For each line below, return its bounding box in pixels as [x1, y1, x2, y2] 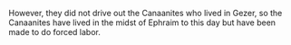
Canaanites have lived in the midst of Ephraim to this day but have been [8, 17, 276, 28]
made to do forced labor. [8, 27, 101, 37]
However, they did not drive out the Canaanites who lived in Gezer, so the [8, 8, 283, 18]
